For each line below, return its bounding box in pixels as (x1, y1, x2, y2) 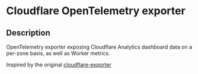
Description (6, 28, 50, 38)
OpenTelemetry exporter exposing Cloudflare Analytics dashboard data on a (6, 43, 193, 50)
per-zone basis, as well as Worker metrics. (6, 50, 111, 57)
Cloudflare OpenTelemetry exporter (6, 4, 186, 18)
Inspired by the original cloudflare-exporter (6, 61, 111, 68)
